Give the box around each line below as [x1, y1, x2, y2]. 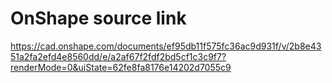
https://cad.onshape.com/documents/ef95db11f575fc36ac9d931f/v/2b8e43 [10, 40, 322, 52]
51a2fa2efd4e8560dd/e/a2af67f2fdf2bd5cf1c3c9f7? [10, 50, 227, 62]
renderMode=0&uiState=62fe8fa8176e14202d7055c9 [10, 61, 232, 73]
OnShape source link [10, 7, 187, 30]
